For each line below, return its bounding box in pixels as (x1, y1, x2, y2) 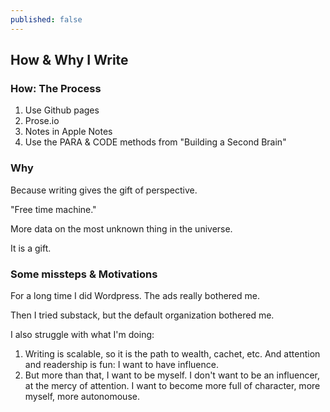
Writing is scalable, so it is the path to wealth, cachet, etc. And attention (24, 347, 321, 360)
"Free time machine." (10, 203, 97, 215)
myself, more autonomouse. (24, 390, 140, 402)
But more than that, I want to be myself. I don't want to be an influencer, (24, 369, 321, 381)
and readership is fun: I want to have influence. (24, 358, 219, 370)
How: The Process (10, 81, 102, 95)
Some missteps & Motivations (10, 267, 158, 281)
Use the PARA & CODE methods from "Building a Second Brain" (24, 136, 287, 148)
